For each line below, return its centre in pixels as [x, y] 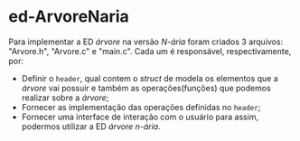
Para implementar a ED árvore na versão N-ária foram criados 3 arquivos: [146, 42]
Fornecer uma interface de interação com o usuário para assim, [140, 117]
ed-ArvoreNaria [69, 17]
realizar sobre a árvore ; [65, 98]
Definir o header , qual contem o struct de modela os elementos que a [150, 78]
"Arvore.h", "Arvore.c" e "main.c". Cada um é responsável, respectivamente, [150, 51]
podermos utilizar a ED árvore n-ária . [91, 126]
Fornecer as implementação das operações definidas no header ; [141, 107]
